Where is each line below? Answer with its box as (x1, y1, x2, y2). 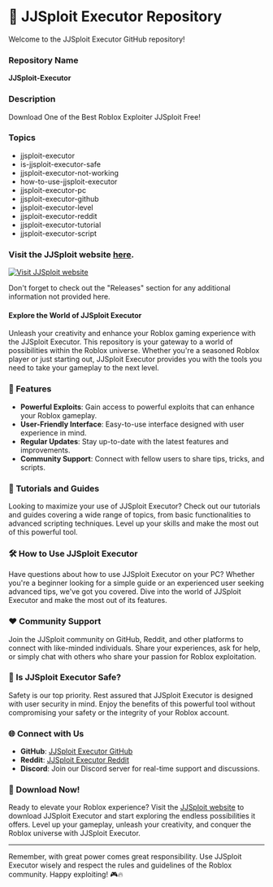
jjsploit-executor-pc (19, 185, 87, 194)
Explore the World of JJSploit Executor (8, 310, 142, 320)
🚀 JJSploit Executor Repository (8, 7, 223, 26)
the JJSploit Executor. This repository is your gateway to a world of (8, 337, 233, 347)
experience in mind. (19, 427, 87, 438)
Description (8, 94, 56, 105)
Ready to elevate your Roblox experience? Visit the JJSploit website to (8, 802, 245, 812)
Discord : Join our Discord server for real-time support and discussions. (19, 764, 260, 774)
